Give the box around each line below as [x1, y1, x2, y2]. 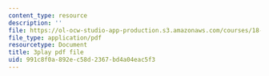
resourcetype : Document [8, 41, 88, 49]
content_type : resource [8, 11, 88, 20]
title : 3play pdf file [8, 48, 84, 56]
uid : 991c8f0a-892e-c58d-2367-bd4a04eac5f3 [8, 56, 156, 64]
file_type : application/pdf [8, 33, 102, 42]
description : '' [8, 19, 62, 27]
